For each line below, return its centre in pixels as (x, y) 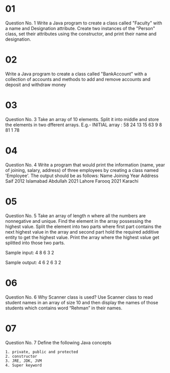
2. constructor (21, 356)
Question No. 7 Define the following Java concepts (58, 342)
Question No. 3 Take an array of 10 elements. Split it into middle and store (82, 119)
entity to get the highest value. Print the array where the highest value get (82, 237)
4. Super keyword (24, 365)
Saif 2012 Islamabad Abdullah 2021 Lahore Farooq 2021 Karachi (72, 181)
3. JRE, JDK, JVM (24, 361)
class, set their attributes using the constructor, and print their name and (81, 34)
